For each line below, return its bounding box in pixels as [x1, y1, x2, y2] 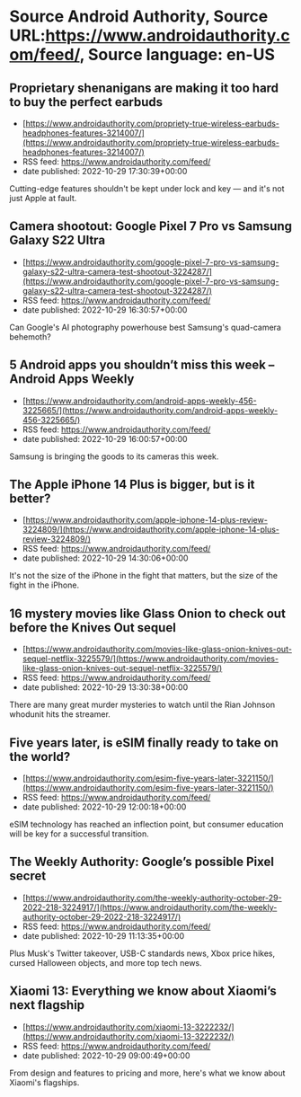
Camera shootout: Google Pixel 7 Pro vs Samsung [9, 218, 293, 234]
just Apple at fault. [9, 193, 77, 203]
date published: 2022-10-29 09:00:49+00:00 [22, 1049, 190, 1061]
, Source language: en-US [79, 45, 276, 65]
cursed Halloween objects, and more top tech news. [9, 957, 202, 968]
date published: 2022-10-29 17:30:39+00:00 [22, 166, 188, 176]
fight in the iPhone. [9, 579, 79, 590]
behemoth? [9, 331, 51, 342]
